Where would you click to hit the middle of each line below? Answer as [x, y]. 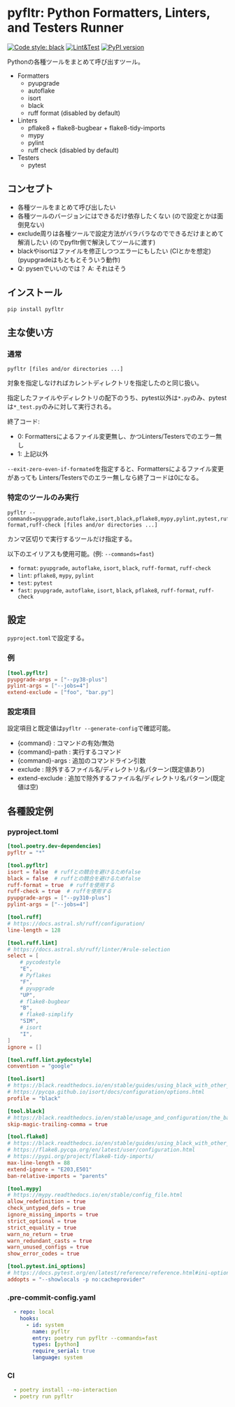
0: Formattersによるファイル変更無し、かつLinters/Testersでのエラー [116, 437]
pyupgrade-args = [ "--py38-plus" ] [58, 679]
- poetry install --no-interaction [65, 1390]
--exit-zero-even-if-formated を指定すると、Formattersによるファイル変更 [116, 469]
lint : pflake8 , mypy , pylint [56, 575]
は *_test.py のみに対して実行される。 [61, 407]
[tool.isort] [26, 1079]
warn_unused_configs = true [48, 1247]
